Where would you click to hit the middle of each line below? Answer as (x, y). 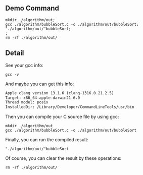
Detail (15, 53)
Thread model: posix (27, 102)
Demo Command (32, 8)
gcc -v (12, 74)
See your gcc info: (25, 65)
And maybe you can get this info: (40, 84)
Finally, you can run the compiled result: (47, 140)
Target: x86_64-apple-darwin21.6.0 (43, 98)
